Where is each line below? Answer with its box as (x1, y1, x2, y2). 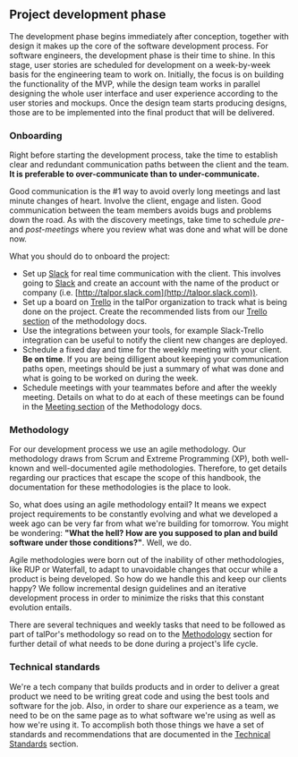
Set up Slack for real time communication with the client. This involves (21, 268, 282, 279)
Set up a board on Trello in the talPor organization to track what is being (21, 297, 288, 308)
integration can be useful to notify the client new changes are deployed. (21, 335, 288, 345)
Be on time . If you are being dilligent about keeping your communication (21, 353, 289, 365)
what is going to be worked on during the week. (21, 373, 199, 384)
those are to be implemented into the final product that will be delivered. (9, 106, 276, 117)
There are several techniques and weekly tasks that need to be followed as (9, 619, 286, 630)
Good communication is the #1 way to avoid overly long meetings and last (9, 186, 281, 197)
